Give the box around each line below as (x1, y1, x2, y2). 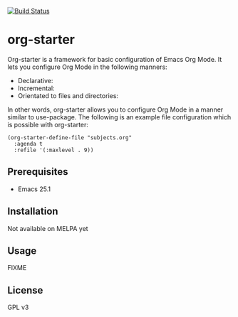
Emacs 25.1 (17, 185, 51, 193)
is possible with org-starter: (7, 120, 89, 129)
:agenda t (14, 140, 43, 147)
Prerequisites (7, 166, 68, 178)
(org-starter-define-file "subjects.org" (7, 134, 133, 141)
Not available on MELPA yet (7, 224, 88, 232)
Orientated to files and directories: (17, 91, 119, 100)
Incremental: (17, 84, 55, 92)
